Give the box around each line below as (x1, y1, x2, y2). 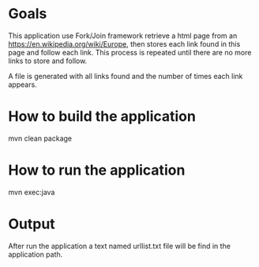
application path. (8, 250, 63, 259)
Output (8, 215, 55, 233)
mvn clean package (8, 133, 73, 143)
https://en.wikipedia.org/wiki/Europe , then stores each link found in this (8, 39, 241, 48)
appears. (8, 80, 37, 89)
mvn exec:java (8, 187, 55, 197)
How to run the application (8, 161, 186, 179)
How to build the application (8, 107, 196, 126)
